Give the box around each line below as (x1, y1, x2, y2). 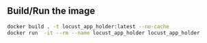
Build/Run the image (7, 5, 96, 17)
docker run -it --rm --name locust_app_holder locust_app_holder (7, 30, 200, 36)
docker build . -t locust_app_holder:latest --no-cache (7, 23, 169, 30)
